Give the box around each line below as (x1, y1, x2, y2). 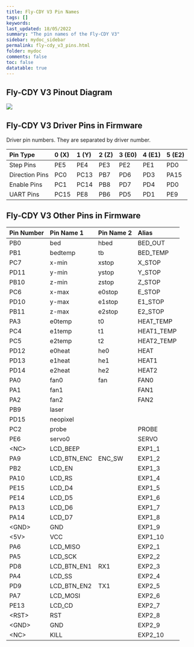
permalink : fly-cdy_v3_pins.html (6, 43, 90, 49)
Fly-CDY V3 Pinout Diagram (6, 87, 113, 97)
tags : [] (6, 14, 28, 21)
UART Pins (9, 191, 40, 198)
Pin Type (9, 151, 35, 159)
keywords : (6, 20, 31, 26)
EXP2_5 (137, 581, 161, 590)
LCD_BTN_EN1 (49, 562, 92, 570)
